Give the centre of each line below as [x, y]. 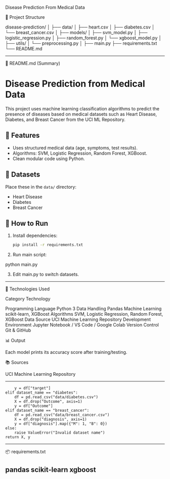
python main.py [22, 264]
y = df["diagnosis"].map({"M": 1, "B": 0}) [61, 424]
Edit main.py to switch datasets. [46, 275]
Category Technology [28, 299]
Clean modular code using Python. [49, 158]
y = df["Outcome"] [34, 406]
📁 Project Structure [25, 17]
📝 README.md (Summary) [33, 63]
